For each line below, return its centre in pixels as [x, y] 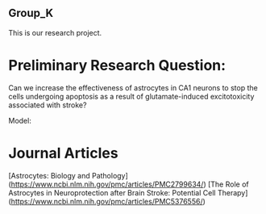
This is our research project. [55, 32]
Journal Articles [63, 153]
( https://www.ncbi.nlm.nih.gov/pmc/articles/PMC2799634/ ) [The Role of [129, 184]
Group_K [31, 13]
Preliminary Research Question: [117, 65]
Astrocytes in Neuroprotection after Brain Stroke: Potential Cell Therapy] [128, 192]
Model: [20, 120]
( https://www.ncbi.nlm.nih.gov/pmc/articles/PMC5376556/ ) [107, 201]
